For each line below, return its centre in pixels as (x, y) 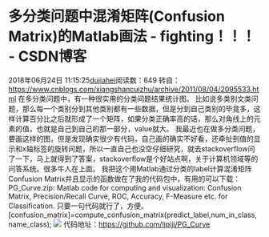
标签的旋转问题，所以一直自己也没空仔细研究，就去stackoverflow (141, 148)
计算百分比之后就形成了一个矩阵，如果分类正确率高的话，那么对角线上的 (134, 118)
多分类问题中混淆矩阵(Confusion (117, 16)
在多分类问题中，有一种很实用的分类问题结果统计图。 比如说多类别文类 (135, 98)
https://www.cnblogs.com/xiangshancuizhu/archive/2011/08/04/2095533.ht (134, 89)
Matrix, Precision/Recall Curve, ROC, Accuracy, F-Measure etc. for (118, 196)
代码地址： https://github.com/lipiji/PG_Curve (137, 224)
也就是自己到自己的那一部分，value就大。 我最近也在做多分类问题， (148, 128)
